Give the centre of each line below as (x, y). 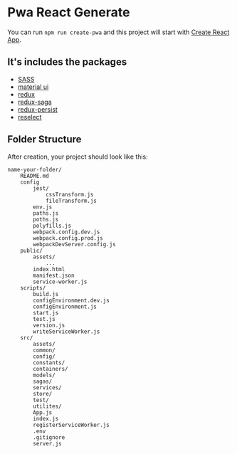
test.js (44, 319)
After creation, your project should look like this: (78, 157)
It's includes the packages (67, 62)
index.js (46, 418)
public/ (31, 250)
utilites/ (47, 406)
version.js (49, 325)
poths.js (46, 219)
